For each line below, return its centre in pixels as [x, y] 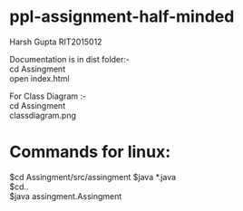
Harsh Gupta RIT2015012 [56, 42]
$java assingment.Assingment [66, 196]
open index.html [39, 78]
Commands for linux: [90, 152]
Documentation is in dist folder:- [69, 59]
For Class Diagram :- [48, 96]
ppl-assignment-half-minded [122, 17]
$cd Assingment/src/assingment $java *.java [93, 177]
